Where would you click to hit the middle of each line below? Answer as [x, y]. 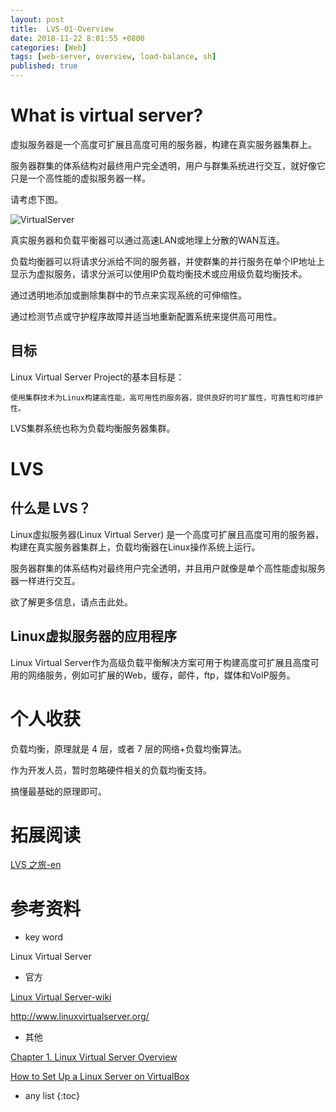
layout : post [37, 19]
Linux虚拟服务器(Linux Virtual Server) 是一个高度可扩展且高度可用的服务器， [167, 534]
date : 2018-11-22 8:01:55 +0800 [77, 38]
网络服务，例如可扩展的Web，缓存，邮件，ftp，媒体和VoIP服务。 [161, 675]
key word [44, 937]
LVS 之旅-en [36, 865]
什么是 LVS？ [51, 508]
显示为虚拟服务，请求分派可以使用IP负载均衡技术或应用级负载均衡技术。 [159, 273]
